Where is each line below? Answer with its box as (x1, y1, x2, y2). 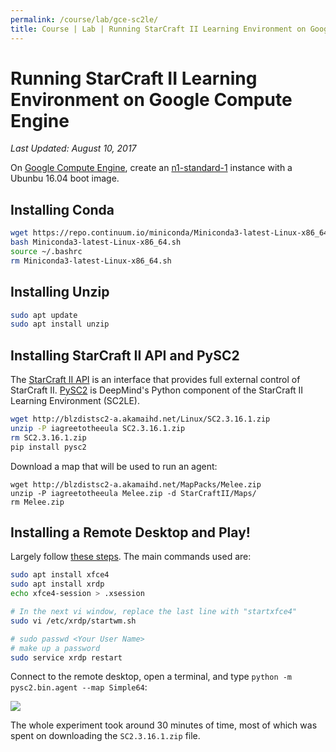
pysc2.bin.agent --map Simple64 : (10, 681, 148, 693)
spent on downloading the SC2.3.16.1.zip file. (10, 730, 201, 742)
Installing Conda (10, 201, 115, 218)
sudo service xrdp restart (10, 652, 123, 663)
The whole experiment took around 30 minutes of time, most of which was (10, 719, 318, 731)
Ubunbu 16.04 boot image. (10, 172, 120, 185)
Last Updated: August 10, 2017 (10, 142, 137, 155)
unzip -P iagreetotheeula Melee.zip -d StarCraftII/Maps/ (10, 488, 257, 498)
